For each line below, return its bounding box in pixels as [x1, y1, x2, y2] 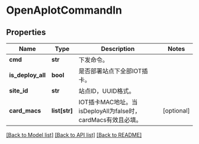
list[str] [51, 107, 73, 114]
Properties [6, 27, 46, 37]
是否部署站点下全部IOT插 [78, 67, 148, 75]
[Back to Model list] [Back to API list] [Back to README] [6, 132, 142, 138]
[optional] [162, 107, 190, 114]
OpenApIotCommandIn [6, 4, 123, 17]
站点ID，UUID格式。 [78, 87, 135, 95]
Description [101, 45, 135, 53]
